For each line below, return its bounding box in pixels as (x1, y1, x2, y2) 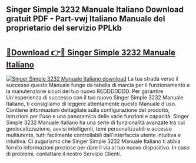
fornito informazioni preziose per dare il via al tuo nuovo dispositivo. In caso (6, 144, 190, 151)
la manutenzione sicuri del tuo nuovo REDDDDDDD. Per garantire (6, 88, 164, 95)
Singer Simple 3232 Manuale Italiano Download (6, 5, 184, 15)
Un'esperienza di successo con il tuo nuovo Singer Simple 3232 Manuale (6, 94, 184, 101)
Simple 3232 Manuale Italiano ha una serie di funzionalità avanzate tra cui (6, 119, 185, 126)
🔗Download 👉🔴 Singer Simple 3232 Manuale (6, 47, 175, 58)
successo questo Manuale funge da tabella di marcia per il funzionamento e (6, 82, 190, 88)
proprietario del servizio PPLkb (6, 23, 122, 33)
